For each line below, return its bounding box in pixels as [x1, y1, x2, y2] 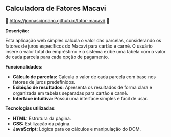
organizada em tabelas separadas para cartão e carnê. [12, 89, 129, 96]
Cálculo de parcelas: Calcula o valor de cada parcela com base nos [12, 74, 156, 80]
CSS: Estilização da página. [12, 120, 71, 127]
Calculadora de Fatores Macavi [5, 4, 106, 13]
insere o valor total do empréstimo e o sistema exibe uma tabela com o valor [5, 48, 166, 54]
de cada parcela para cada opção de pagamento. [5, 54, 109, 60]
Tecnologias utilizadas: [5, 105, 56, 111]
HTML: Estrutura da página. [12, 115, 71, 121]
